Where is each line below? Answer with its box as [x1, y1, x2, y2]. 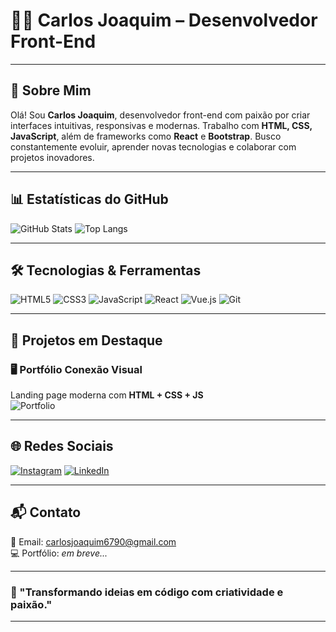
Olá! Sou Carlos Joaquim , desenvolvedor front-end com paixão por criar [10, 109, 311, 121]
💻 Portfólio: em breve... [10, 547, 108, 559]
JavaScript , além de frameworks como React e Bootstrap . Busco [10, 130, 282, 142]
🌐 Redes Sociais [10, 438, 114, 455]
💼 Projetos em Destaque [10, 332, 163, 349]
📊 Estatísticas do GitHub [10, 191, 169, 208]
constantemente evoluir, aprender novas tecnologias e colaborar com [10, 140, 297, 153]
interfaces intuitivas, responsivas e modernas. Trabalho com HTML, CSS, [10, 119, 313, 131]
